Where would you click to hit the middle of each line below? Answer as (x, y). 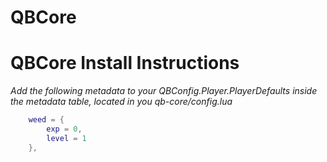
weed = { (46, 120)
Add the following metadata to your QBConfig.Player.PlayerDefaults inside (164, 91)
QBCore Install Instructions (125, 63)
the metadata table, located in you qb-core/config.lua (121, 102)
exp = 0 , (64, 129)
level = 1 (66, 138)
